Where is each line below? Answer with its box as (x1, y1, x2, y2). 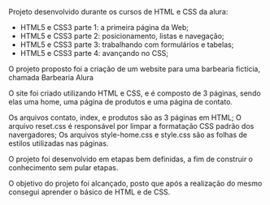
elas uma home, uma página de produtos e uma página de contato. (8, 97, 233, 106)
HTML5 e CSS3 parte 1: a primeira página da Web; (20, 23, 189, 32)
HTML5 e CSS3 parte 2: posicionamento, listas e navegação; (20, 32, 225, 41)
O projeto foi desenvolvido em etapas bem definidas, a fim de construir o (8, 154, 254, 164)
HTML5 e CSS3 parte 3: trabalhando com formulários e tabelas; (20, 40, 234, 49)
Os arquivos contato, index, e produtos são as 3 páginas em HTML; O (8, 113, 242, 122)
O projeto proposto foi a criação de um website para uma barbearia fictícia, (8, 64, 260, 74)
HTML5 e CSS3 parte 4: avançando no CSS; (20, 49, 169, 58)
